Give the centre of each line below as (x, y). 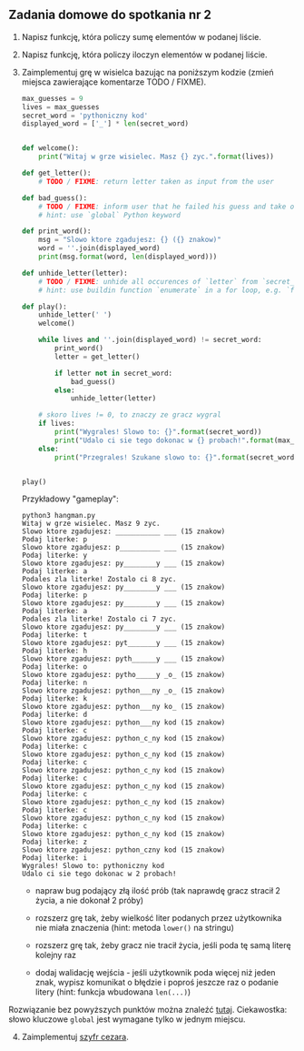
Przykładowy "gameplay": (70, 499)
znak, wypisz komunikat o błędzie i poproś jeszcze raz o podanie (157, 983)
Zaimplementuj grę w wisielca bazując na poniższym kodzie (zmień (147, 72)
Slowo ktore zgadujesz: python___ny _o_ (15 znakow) (123, 691)
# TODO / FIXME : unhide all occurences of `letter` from (148, 281)
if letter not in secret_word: (114, 373)
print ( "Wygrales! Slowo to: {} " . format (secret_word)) (158, 432)
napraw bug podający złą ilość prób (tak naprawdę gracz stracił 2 (157, 891)
